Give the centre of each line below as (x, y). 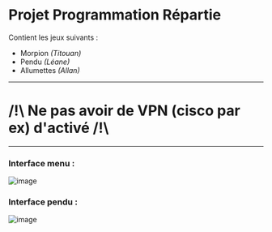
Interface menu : (42, 163)
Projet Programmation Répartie (115, 15)
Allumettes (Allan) (50, 70)
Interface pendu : (43, 202)
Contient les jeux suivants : (53, 37)
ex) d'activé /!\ (59, 128)
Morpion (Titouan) (51, 53)
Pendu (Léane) (45, 62)
